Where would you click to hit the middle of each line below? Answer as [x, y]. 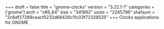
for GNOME [17, 22]
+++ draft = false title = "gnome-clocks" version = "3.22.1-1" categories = [80, 7]
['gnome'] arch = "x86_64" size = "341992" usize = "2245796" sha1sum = [80, 12]
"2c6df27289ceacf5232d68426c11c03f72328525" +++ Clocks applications [82, 17]
